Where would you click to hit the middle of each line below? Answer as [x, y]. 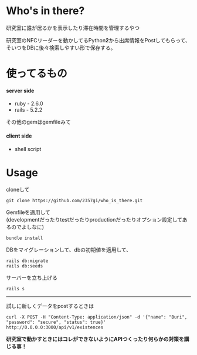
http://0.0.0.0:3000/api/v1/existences [55, 327]
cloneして [18, 190]
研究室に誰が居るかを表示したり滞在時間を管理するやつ [73, 28]
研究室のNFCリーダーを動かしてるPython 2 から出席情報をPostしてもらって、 [98, 40]
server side [20, 91]
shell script [28, 149]
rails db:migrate [27, 261]
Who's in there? [45, 11]
